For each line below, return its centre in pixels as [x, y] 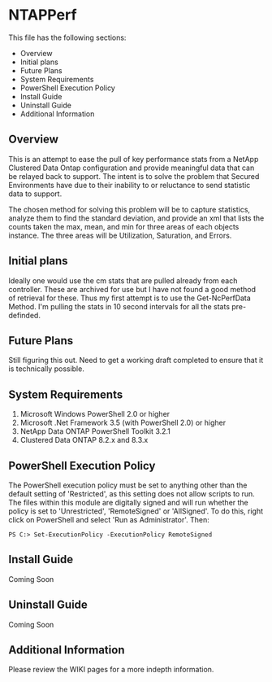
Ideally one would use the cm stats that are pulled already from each [123, 280]
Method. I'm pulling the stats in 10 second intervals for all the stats [119, 306]
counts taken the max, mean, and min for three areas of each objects [124, 226]
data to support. [35, 194]
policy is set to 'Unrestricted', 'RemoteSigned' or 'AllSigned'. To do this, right [136, 511]
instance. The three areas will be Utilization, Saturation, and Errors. [120, 235]
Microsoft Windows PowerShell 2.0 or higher [95, 414]
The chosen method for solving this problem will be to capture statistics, [129, 209]
